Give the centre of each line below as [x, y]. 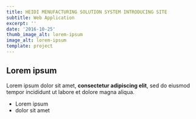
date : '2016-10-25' [31, 29]
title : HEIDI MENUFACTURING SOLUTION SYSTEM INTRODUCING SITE [87, 12]
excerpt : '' [21, 23]
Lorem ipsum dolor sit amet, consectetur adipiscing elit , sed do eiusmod [98, 85]
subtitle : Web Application [40, 18]
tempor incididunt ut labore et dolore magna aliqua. [71, 92]
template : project [30, 46]
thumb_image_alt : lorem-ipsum [45, 35]
